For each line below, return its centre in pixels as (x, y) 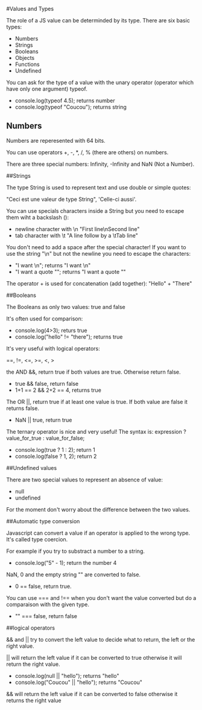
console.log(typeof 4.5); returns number (65, 100)
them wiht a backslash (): (38, 217)
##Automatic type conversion (43, 521)
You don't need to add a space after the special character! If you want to (96, 247)
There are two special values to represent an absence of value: (85, 480)
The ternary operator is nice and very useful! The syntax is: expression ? (96, 431)
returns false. (23, 408)
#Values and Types (30, 9)
